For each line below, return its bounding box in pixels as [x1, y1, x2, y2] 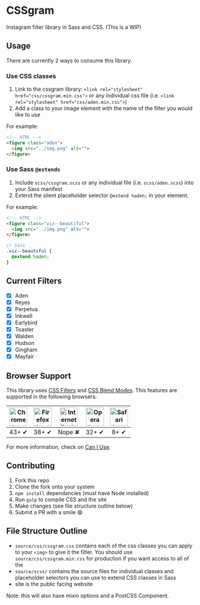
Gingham [14, 346, 38, 353]
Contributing [6, 461, 55, 471]
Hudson [14, 339, 35, 347]
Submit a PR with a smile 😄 [14, 508, 83, 515]
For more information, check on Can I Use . [6, 443, 111, 451]
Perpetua [14, 305, 38, 312]
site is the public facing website [14, 580, 93, 588]
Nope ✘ [57, 428, 80, 436]
